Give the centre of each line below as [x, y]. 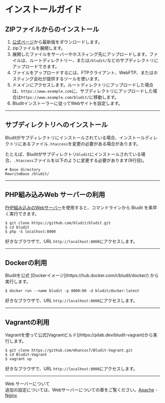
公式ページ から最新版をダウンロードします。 [57, 42]
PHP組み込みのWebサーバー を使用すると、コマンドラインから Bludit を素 [79, 207]
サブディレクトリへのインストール [56, 125]
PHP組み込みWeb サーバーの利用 [55, 195]
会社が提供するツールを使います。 [68, 79]
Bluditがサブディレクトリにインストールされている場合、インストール [75, 137]
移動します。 [106, 97]
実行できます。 [24, 214]
